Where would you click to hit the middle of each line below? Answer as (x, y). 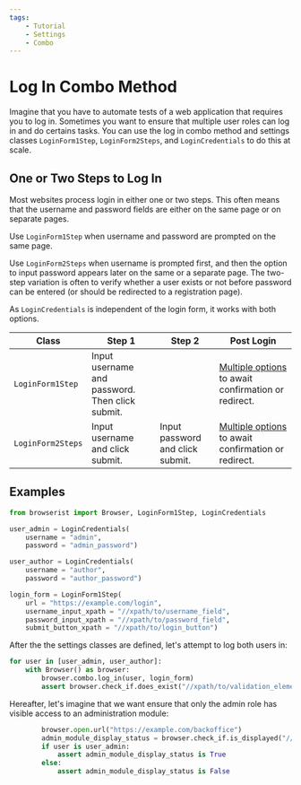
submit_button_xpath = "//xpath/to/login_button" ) (122, 628)
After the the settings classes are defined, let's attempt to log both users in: (149, 645)
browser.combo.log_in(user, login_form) (118, 678)
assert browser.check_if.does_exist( (112, 686)
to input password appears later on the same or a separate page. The (138, 273)
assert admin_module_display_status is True (142, 754)
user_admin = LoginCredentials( (69, 529)
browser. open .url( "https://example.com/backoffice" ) (142, 729)
